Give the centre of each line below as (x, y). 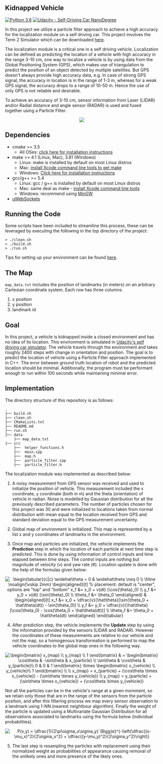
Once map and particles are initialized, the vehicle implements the (78, 544)
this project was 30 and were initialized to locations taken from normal (82, 509)
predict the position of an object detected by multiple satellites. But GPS (77, 70)
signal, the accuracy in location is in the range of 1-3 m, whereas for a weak (81, 80)
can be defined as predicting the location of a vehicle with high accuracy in (80, 54)
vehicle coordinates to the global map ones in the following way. (76, 646)
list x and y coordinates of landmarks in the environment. (69, 534)
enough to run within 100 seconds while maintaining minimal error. (72, 373)
